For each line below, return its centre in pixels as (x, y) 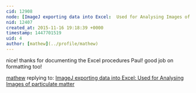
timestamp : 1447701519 (34, 33)
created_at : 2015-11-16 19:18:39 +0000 (55, 28)
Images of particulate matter (40, 84)
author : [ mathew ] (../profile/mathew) (52, 44)
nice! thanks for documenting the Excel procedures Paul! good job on (90, 60)
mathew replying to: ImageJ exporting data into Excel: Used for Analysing (95, 78)
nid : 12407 (19, 22)
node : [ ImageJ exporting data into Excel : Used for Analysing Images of (98, 17)
